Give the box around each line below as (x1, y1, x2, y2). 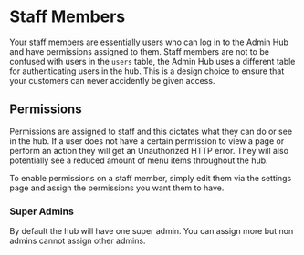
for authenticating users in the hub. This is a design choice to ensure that (9, 66, 285, 76)
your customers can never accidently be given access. (9, 75, 215, 86)
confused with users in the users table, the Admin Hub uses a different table (9, 56, 296, 66)
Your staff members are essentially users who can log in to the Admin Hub (9, 36, 289, 47)
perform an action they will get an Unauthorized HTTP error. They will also (9, 145, 289, 156)
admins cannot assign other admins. (9, 235, 146, 247)
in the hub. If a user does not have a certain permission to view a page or (9, 135, 285, 147)
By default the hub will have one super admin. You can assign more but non (9, 226, 294, 237)
